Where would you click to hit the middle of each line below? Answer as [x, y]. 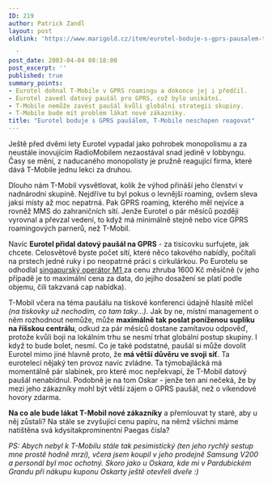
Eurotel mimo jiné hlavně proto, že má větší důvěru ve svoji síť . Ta [119, 354]
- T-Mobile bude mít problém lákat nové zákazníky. [97, 113]
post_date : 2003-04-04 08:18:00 [63, 61]
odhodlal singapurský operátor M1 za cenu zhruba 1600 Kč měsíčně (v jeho [134, 270]
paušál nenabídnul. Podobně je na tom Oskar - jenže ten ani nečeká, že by [132, 380]
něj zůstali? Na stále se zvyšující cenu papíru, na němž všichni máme [123, 421]
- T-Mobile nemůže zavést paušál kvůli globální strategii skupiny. [126, 106]
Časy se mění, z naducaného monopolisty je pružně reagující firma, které [130, 161]
